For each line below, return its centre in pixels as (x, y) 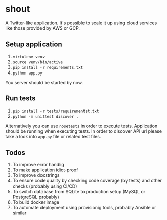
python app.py (27, 73)
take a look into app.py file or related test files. (53, 136)
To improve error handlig (38, 165)
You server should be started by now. (44, 82)
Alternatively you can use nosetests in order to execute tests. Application (81, 126)
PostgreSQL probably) (36, 197)
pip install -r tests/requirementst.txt (56, 111)
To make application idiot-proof (45, 170)
